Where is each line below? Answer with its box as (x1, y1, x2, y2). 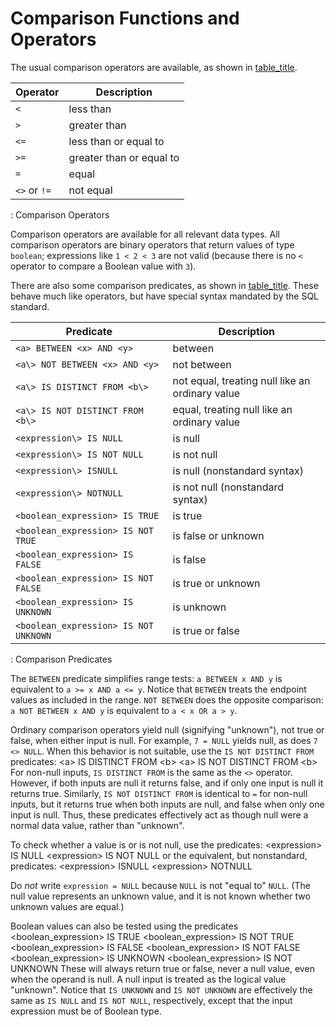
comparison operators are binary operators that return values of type (10, 238, 295, 251)
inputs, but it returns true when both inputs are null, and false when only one (10, 798, 325, 810)
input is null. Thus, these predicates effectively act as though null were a (10, 808, 309, 821)
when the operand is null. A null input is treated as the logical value (10, 973, 287, 985)
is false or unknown (172, 528, 265, 542)
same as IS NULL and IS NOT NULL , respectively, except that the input (10, 994, 293, 1006)
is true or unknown (172, 576, 261, 590)
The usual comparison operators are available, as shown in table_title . (10, 61, 298, 73)
